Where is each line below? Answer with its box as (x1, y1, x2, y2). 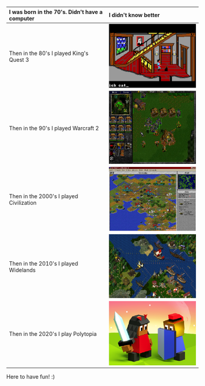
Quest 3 (9, 56, 29, 63)
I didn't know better (109, 12, 160, 18)
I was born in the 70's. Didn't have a (9, 8, 103, 15)
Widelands (9, 266, 36, 273)
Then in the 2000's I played (9, 193, 78, 200)
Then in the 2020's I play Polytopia (9, 330, 97, 338)
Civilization (9, 199, 37, 207)
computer (9, 15, 35, 22)
